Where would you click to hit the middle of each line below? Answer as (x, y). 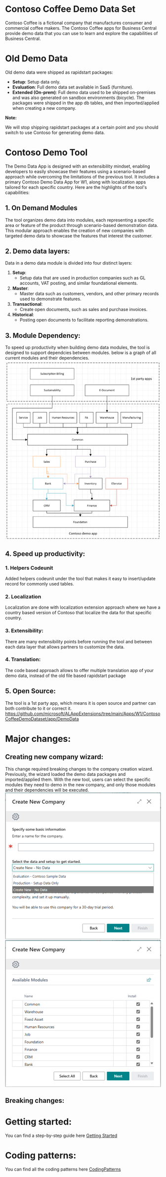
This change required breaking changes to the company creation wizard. (79, 769)
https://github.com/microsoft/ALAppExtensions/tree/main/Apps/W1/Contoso (83, 714)
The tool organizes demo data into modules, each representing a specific (80, 220)
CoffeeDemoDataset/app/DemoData (42, 719)
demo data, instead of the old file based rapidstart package (65, 676)
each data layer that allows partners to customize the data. (65, 647)
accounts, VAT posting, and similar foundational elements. (79, 283)
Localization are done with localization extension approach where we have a (83, 607)
